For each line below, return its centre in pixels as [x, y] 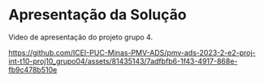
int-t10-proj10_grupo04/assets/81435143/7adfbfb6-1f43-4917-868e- [123, 61]
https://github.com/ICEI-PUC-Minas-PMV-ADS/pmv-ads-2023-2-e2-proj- [132, 52]
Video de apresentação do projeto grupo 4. [80, 37]
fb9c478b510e [33, 69]
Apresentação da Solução [97, 15]
